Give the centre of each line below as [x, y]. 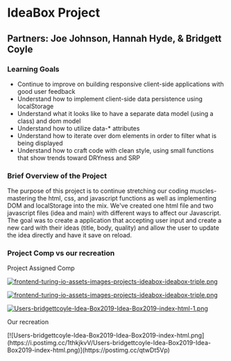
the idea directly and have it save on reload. [70, 235]
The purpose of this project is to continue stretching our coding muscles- [112, 191]
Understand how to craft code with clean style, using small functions [115, 150]
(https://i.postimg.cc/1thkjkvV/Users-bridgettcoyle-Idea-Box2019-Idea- [109, 343]
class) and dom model [49, 121]
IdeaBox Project [54, 13]
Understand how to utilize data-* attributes [78, 128]
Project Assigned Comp [41, 268]
